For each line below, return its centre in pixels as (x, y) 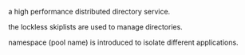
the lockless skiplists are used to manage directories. (96, 27)
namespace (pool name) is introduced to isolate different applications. (123, 42)
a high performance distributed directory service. (89, 12)
